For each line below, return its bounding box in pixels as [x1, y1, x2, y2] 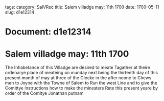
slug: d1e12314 [5, 9, 35, 15]
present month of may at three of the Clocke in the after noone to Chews [5, 75, 152, 81]
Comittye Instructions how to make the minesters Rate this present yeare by [5, 85, 158, 91]
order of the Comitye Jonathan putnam [5, 90, 84, 96]
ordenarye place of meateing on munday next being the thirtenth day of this [5, 70, 158, 76]
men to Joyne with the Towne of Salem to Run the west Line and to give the [5, 80, 158, 86]
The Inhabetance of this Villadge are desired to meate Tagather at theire [5, 65, 150, 70]
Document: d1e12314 [5, 26, 92, 37]
